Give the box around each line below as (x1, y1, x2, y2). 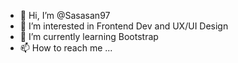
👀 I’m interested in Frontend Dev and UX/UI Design (19, 20, 229, 32)
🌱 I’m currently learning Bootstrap (19, 31, 159, 42)
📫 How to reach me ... (19, 42, 113, 54)
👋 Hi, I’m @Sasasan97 (19, 10, 111, 21)
